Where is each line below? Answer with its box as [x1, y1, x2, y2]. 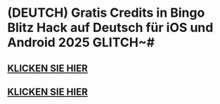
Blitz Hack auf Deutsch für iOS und [7, 20, 214, 36]
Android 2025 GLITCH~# [7, 35, 155, 50]
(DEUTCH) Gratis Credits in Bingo [7, 5, 205, 21]
